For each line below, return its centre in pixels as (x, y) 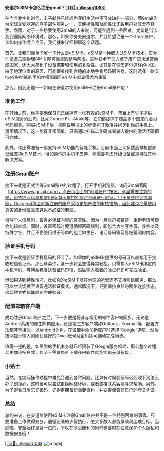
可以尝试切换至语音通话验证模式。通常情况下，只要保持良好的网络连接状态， (82, 286)
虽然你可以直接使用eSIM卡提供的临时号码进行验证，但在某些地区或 (81, 197)
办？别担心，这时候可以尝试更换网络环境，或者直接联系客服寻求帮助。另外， (82, 384)
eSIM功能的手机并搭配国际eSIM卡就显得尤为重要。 (60, 77)
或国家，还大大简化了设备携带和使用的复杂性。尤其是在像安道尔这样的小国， (82, 65)
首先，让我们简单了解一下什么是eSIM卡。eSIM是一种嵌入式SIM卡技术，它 (79, 53)
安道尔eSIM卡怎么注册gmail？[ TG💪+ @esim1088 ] (55, 8)
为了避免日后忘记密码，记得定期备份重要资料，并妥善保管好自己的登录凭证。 (82, 390)
